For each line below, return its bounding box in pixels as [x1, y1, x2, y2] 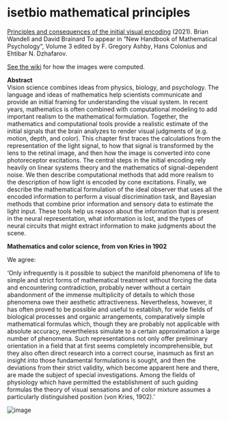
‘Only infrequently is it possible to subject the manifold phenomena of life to [7, 269, 220, 277]
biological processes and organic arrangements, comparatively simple [7, 312, 205, 320]
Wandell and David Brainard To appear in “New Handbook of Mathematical [7, 34, 217, 43]
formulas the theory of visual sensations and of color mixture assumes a [7, 385, 211, 394]
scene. [7, 228, 27, 237]
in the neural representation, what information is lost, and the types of [7, 214, 204, 222]
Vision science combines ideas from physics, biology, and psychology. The [7, 83, 219, 91]
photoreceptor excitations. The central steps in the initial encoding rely [7, 156, 206, 164]
